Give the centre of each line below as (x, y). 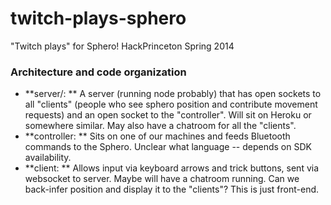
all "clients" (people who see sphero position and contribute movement (171, 104)
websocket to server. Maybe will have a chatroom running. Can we (162, 179)
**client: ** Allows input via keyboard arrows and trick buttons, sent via (172, 168)
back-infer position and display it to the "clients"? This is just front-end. (172, 189)
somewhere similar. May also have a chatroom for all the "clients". (160, 126)
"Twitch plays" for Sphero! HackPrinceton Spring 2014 (122, 46)
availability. (48, 158)
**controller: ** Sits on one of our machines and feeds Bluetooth (157, 136)
